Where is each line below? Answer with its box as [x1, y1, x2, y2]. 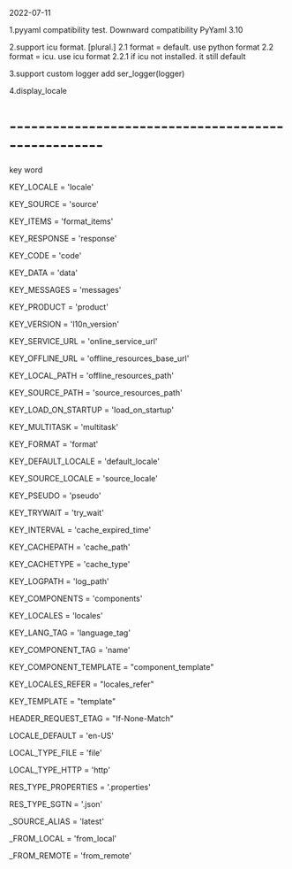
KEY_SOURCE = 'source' [9, 198, 100, 209]
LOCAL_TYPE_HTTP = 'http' [9, 765, 111, 775]
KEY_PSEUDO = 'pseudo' [9, 490, 101, 501]
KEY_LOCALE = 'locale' [9, 181, 94, 192]
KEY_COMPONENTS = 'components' [9, 593, 143, 604]
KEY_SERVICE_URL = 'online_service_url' [9, 335, 158, 346]
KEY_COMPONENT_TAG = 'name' [9, 644, 131, 655]
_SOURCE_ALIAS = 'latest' [9, 816, 104, 827]
